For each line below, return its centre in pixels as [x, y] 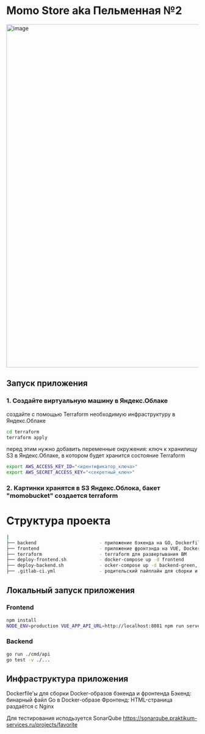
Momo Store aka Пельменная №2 [94, 11]
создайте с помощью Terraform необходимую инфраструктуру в [91, 414]
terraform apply [27, 437]
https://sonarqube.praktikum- [160, 718]
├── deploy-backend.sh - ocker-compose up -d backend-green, [102, 566]
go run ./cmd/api [28, 654]
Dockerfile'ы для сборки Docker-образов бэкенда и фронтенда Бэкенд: [99, 694]
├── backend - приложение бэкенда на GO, [90, 543]
